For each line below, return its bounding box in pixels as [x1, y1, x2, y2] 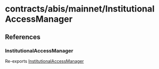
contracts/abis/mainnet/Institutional [5, 3, 155, 14]
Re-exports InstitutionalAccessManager [5, 58, 84, 64]
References [5, 33, 41, 41]
